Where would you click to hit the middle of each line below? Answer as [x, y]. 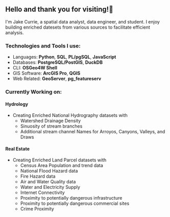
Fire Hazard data [38, 176]
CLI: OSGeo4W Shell [35, 68]
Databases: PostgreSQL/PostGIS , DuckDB [58, 62]
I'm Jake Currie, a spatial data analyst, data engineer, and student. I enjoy [82, 21]
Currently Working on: [34, 92]
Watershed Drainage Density [51, 121]
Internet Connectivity [42, 192]
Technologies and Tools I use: [43, 45]
